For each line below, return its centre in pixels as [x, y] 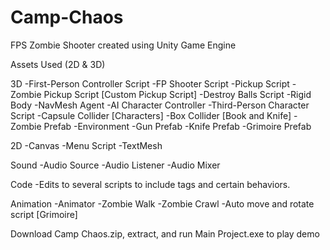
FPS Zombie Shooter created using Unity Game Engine [123, 45]
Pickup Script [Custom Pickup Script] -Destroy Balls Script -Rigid [177, 94]
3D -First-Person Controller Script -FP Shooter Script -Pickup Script [150, 83]
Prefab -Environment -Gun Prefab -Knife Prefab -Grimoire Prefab [177, 126]
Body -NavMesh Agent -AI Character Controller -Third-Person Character [160, 105]
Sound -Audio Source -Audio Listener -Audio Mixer [115, 165]
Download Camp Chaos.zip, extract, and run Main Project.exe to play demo [165, 233]
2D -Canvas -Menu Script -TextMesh [86, 145]
